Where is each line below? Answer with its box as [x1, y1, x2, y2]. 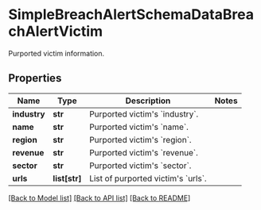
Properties [8, 71, 62, 85]
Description [125, 95, 171, 106]
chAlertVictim [8, 22, 103, 40]
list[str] [53, 173, 82, 184]
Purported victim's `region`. [88, 134, 193, 145]
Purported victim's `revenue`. [88, 147, 199, 158]
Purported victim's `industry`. [88, 109, 199, 120]
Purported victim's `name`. [88, 121, 189, 132]
